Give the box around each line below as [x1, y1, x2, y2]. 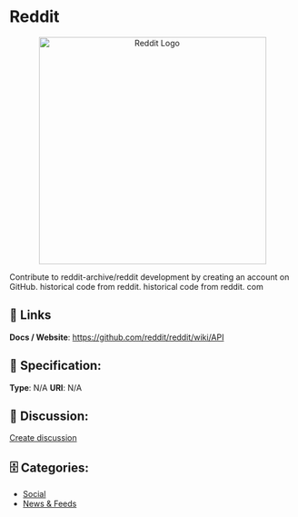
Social [22, 489, 46, 500]
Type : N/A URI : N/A [9, 382, 83, 393]
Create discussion [9, 432, 77, 443]
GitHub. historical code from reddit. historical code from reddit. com [9, 281, 263, 292]
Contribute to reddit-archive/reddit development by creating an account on [9, 271, 290, 283]
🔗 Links [9, 307, 52, 323]
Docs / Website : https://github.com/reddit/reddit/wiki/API [9, 332, 224, 343]
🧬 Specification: [9, 358, 102, 373]
